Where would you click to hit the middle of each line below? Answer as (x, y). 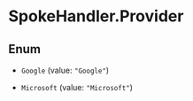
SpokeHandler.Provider (96, 16)
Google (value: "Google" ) (65, 70)
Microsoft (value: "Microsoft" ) (77, 87)
